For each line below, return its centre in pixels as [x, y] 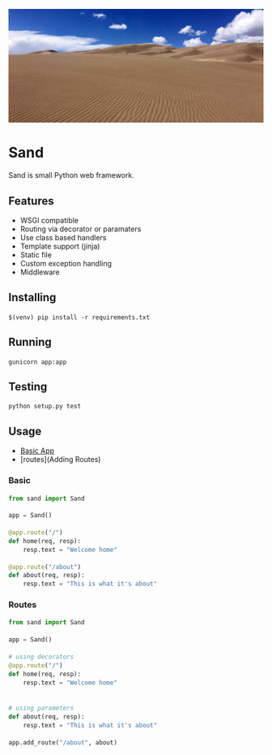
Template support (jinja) [60, 246]
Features [31, 201]
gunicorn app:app [38, 362]
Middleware [40, 272]
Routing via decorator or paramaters [81, 229]
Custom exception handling [66, 264]
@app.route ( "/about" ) [45, 567]
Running [30, 342]
